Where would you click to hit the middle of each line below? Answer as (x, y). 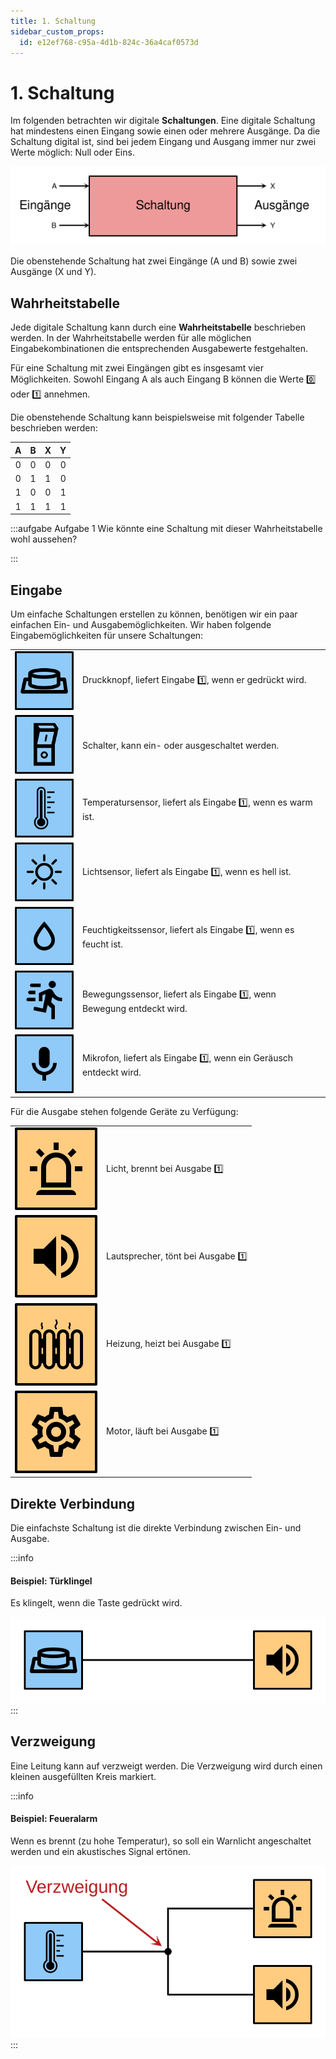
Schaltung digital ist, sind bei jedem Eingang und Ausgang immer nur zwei (163, 142)
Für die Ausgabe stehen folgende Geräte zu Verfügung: (124, 1112)
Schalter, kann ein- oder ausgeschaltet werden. (180, 745)
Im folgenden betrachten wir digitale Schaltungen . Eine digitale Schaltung (163, 121)
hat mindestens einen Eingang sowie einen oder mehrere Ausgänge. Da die (165, 131)
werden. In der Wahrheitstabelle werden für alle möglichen (131, 338)
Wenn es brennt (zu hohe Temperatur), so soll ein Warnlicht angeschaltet (161, 1841)
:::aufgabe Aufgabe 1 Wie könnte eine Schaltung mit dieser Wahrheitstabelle (166, 529)
